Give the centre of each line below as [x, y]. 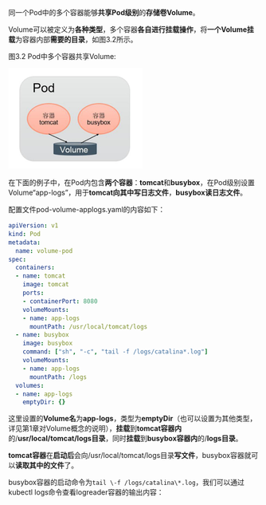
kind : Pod [25, 234]
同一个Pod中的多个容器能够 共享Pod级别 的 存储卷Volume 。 [104, 12]
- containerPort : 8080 [60, 301]
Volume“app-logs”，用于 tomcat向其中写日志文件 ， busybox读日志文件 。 [128, 192]
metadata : [25, 243]
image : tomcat [46, 285]
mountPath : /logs [58, 377]
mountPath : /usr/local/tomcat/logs [88, 326]
